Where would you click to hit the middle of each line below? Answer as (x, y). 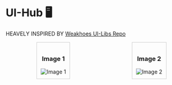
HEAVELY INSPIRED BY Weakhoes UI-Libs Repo (66, 33)
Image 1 (53, 58)
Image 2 (149, 58)
